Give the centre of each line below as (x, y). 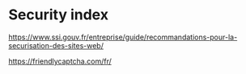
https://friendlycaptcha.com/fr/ (60, 61)
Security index (59, 15)
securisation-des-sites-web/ (56, 45)
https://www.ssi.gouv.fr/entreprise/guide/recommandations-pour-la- (123, 37)
